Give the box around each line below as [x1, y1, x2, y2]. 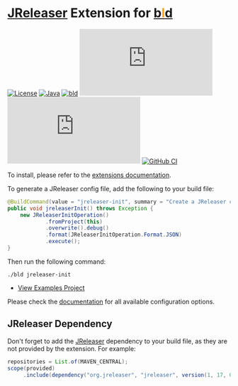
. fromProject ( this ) [45, 218, 103, 225]
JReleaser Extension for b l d [7, 5, 174, 21]
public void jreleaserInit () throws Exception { [7, 205, 154, 212]
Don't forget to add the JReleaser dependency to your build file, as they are [7, 336, 228, 345]
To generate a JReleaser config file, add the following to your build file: [7, 184, 215, 193]
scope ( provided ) [7, 365, 55, 372]
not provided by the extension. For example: [7, 344, 136, 353]
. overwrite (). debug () [45, 225, 110, 232]
